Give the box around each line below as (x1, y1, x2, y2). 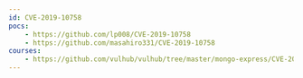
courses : (8, 47, 42, 56)
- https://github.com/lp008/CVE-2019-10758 (24, 30, 192, 39)
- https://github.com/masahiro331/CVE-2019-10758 (24, 38, 216, 48)
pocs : (8, 22, 29, 30)
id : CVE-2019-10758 (8, 13, 82, 22)
